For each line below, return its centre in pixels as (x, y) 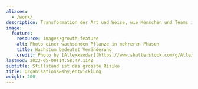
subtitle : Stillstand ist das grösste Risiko (63, 66)
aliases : (17, 11)
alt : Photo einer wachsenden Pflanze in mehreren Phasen (88, 44)
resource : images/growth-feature (58, 39)
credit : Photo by (38, 55)
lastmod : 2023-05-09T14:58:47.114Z (50, 60)
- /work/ (22, 17)
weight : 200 (21, 77)
